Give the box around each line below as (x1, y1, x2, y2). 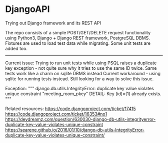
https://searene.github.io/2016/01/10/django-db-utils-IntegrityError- (5, 127, 145, 133)
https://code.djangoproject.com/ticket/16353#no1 (5, 111, 107, 117)
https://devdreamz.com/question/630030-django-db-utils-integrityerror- (5, 116, 156, 122)
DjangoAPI (5, 3, 50, 15)
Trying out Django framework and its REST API (5, 20, 101, 26)
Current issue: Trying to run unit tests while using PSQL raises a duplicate (5, 60, 157, 66)
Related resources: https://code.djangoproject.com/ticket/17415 (5, 106, 136, 112)
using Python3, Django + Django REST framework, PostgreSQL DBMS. (5, 35, 150, 41)
